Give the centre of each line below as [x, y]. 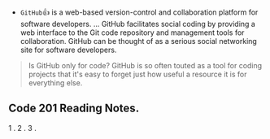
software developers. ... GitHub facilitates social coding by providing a [138, 24]
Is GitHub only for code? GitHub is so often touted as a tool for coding [145, 65]
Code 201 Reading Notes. [74, 109]
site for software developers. [68, 50]
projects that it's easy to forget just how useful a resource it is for [137, 74]
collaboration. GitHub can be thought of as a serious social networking [139, 41]
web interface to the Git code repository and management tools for [132, 33]
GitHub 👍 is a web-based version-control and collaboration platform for [139, 12]
